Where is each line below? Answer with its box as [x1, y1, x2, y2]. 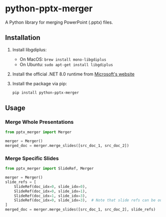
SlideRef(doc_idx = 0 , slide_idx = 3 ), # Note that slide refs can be [14, 198, 156, 203]
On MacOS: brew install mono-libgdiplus [19, 56, 107, 62]
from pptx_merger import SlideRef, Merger [5, 166, 94, 171]
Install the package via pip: [12, 80, 67, 86]
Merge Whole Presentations [5, 118, 74, 125]
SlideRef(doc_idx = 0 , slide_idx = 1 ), [14, 188, 87, 194]
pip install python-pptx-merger [12, 90, 79, 95]
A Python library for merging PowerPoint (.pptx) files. [5, 19, 113, 25]
